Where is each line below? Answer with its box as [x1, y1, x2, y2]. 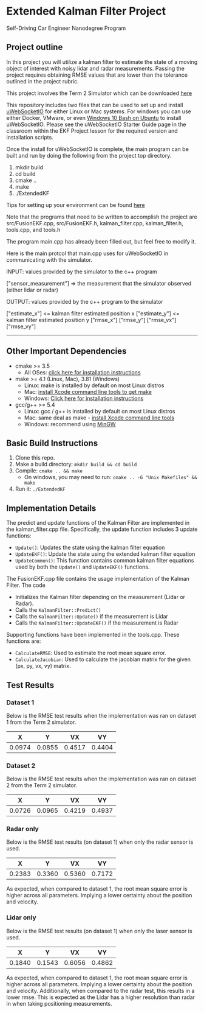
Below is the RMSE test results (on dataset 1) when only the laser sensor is [6, 927, 192, 934]
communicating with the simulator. [6, 256, 93, 263]
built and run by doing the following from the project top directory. [6, 152, 172, 159]
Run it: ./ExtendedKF [15, 485, 66, 492]
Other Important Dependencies [6, 346, 127, 357]
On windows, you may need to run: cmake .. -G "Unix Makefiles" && [24, 474, 197, 481]
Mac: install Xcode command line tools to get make [24, 388, 152, 395]
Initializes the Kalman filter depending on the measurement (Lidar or [15, 594, 186, 601]
